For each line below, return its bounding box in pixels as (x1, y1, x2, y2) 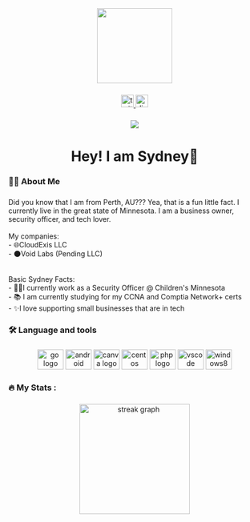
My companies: (8, 231, 59, 241)
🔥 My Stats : (8, 382, 57, 393)
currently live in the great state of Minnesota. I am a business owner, (8, 206, 235, 215)
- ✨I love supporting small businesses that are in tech (8, 303, 185, 313)
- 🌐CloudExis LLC (8, 239, 67, 249)
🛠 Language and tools (8, 324, 98, 335)
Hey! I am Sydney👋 (71, 147, 199, 166)
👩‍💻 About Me (8, 175, 60, 187)
